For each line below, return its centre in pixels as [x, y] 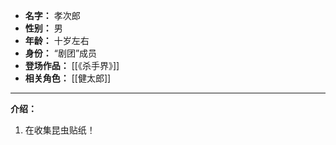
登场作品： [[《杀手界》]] [72, 65]
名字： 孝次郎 [52, 15]
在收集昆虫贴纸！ [60, 130]
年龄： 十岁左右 [57, 40]
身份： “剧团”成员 [61, 53]
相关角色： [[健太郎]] [68, 78]
